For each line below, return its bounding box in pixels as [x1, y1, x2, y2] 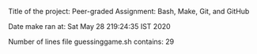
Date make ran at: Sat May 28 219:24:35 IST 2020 [8, 22, 172, 31]
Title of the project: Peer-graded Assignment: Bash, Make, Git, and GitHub [8, 7, 250, 16]
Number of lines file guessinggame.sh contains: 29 [8, 37, 175, 46]
